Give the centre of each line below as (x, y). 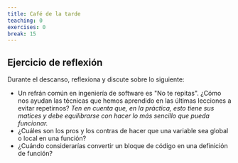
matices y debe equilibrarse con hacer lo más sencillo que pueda (113, 116)
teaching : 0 (25, 21)
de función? (35, 154)
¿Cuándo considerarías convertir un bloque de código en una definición (123, 146)
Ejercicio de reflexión (55, 62)
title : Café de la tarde (44, 14)
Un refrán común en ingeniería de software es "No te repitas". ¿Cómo (119, 94)
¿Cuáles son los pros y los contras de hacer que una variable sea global (123, 131)
